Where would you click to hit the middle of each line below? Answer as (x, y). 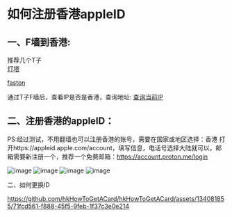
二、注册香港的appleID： (61, 121)
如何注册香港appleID (66, 14)
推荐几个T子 (25, 60)
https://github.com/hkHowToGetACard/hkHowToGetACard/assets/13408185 (116, 198)
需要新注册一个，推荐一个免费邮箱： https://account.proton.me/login (110, 156)
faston (16, 83)
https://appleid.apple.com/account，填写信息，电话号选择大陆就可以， (114, 147)
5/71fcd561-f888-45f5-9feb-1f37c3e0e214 (68, 206)
